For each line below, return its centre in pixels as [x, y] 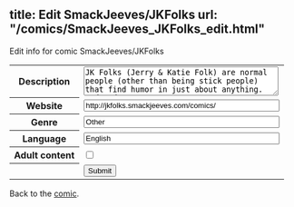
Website [44, 106]
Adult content [44, 155]
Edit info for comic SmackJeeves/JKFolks [87, 51]
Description [44, 82]
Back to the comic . [44, 193]
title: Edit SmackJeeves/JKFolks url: [113, 15]
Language [44, 139]
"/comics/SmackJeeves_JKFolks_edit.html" [137, 30]
